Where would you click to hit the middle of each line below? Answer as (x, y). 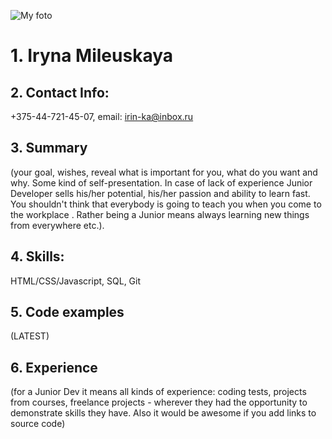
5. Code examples (67, 312)
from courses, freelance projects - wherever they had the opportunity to (159, 402)
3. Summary (49, 148)
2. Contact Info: (60, 92)
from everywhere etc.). (57, 225)
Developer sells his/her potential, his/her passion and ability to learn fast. (160, 193)
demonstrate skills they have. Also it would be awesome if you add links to (163, 413)
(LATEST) (30, 336)
